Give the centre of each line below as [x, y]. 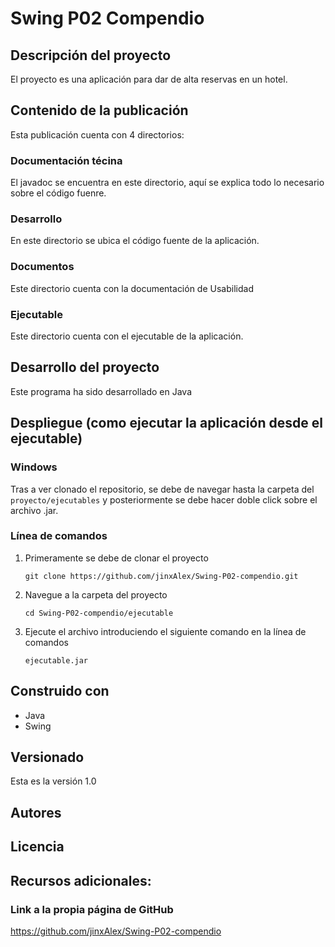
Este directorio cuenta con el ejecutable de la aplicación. [127, 336]
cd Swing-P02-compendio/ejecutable [99, 613]
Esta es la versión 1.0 [53, 781]
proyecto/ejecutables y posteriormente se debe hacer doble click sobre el [164, 499]
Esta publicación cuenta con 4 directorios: [97, 134]
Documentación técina [66, 160]
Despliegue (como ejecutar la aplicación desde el [166, 423]
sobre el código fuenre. [58, 193]
